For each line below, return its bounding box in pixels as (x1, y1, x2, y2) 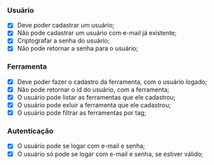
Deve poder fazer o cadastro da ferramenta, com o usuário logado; (17, 78, 208, 86)
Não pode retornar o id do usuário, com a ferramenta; (17, 85, 170, 93)
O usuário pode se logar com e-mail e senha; (17, 142, 146, 150)
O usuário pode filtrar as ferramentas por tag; (17, 109, 147, 117)
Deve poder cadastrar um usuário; (17, 21, 115, 30)
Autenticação (7, 126, 54, 136)
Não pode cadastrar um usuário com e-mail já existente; (17, 29, 177, 37)
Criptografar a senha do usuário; (17, 36, 110, 45)
